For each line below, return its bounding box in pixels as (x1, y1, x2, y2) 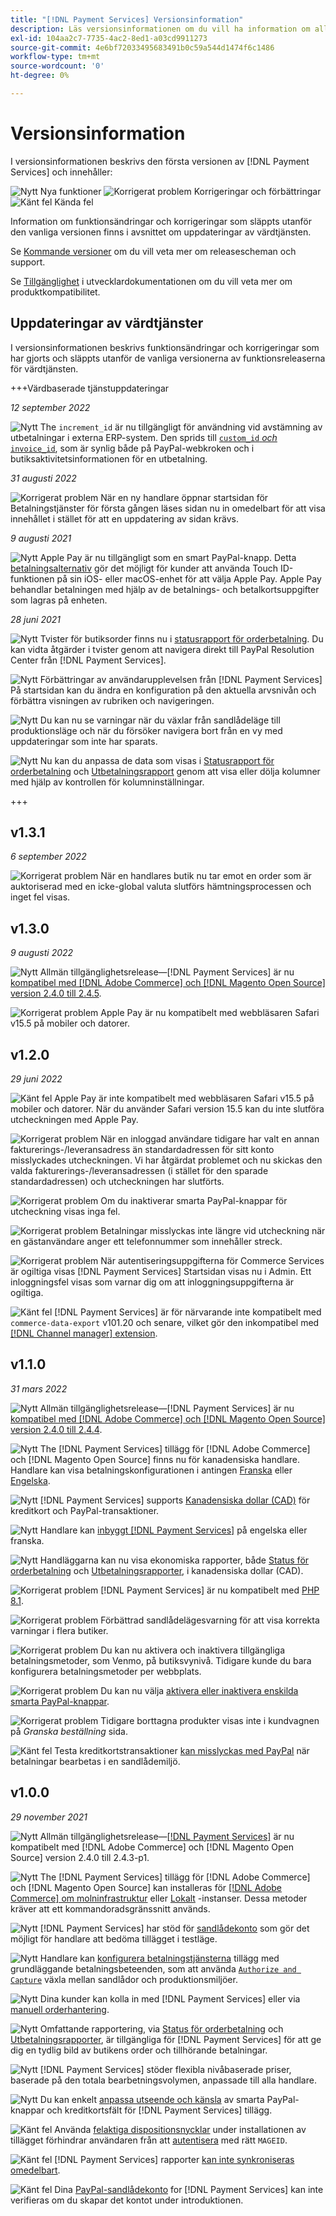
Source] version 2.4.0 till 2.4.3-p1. (10, 1851, 150, 1863)
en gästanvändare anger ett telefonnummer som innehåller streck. (10, 1236, 283, 1248)
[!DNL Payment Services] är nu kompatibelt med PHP (100, 1584, 320, 1596)
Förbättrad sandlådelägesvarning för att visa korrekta (100, 1614, 320, 1626)
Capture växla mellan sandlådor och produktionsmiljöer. (10, 1973, 238, 1985)
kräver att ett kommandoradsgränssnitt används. (10, 1902, 211, 1915)
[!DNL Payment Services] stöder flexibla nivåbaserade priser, (39, 2063, 292, 2075)
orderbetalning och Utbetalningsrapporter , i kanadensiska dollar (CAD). (10, 1564, 304, 1576)
